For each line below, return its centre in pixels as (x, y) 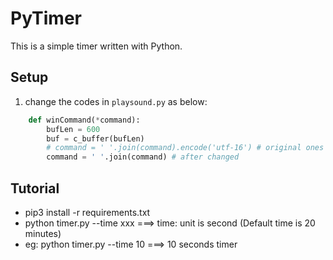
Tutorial (35, 188)
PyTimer (46, 18)
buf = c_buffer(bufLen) (95, 138)
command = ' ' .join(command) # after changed (143, 157)
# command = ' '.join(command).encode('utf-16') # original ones (185, 148)
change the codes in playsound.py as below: (116, 101)
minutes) (43, 233)
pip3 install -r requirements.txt (87, 212)
